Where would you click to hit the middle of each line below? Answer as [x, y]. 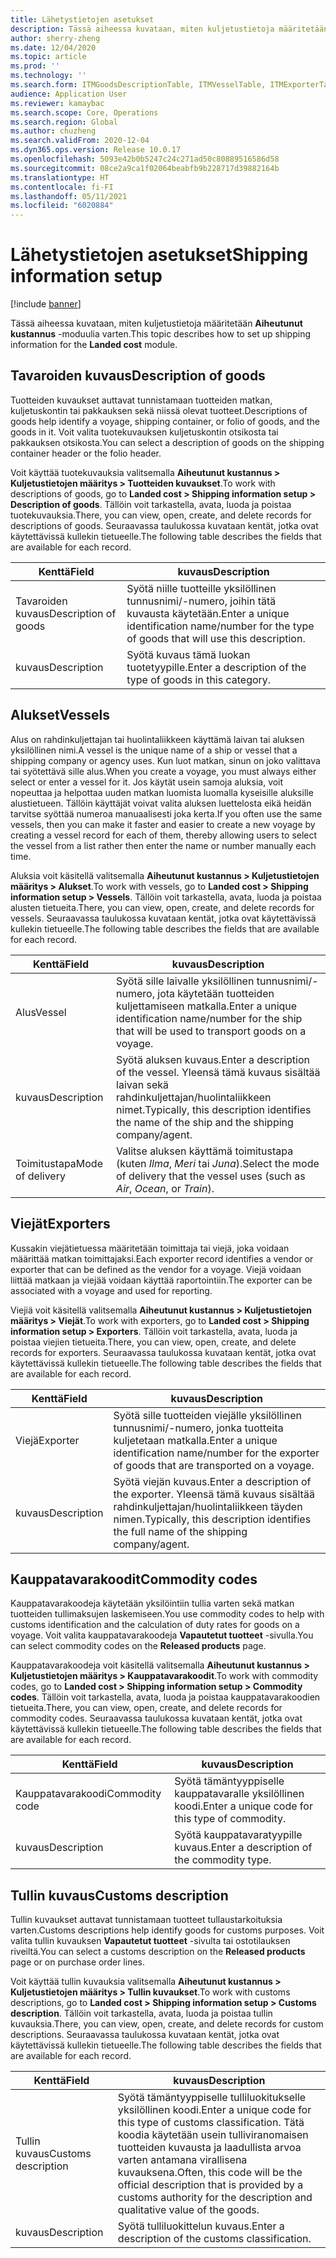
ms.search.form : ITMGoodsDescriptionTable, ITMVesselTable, [138, 85]
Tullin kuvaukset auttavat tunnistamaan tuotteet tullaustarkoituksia [146, 1920]
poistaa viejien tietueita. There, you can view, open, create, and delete [153, 1342]
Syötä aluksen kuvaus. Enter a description [213, 1059]
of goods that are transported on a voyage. [214, 1465]
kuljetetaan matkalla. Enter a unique [195, 1440]
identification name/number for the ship [209, 1018]
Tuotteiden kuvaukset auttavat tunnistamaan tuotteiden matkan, [141, 400]
